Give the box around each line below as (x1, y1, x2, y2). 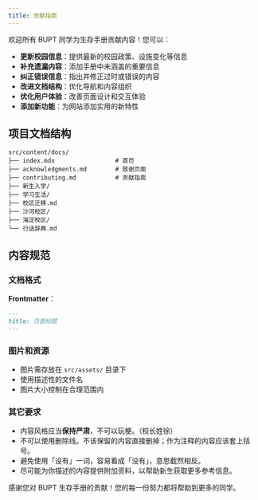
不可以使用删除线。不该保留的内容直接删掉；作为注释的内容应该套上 (19, 436, 244, 446)
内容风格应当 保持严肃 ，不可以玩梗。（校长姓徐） (19, 426, 178, 435)
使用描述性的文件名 (19, 375, 84, 384)
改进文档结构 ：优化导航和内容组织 (19, 81, 132, 91)
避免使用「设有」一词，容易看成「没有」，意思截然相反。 (19, 456, 205, 466)
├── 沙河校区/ (8, 208, 50, 216)
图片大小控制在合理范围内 (19, 384, 104, 395)
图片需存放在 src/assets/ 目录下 (19, 364, 127, 375)
